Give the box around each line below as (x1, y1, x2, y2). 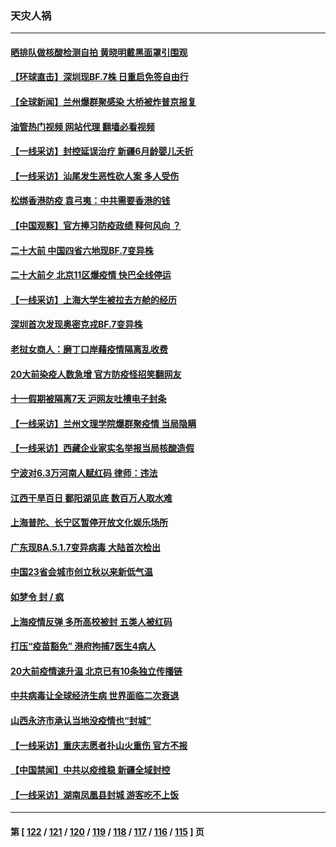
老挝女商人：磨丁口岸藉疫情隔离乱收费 (10, 343, 168, 356)
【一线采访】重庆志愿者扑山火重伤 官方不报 (10, 739, 188, 751)
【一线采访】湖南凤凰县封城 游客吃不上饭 (10, 788, 180, 801)
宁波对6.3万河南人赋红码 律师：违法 (10, 467, 158, 479)
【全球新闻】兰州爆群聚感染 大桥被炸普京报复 (10, 96, 197, 108)
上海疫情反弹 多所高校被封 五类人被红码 (10, 615, 173, 627)
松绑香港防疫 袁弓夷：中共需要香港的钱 (10, 195, 171, 207)
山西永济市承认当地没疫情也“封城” (10, 714, 152, 726)
